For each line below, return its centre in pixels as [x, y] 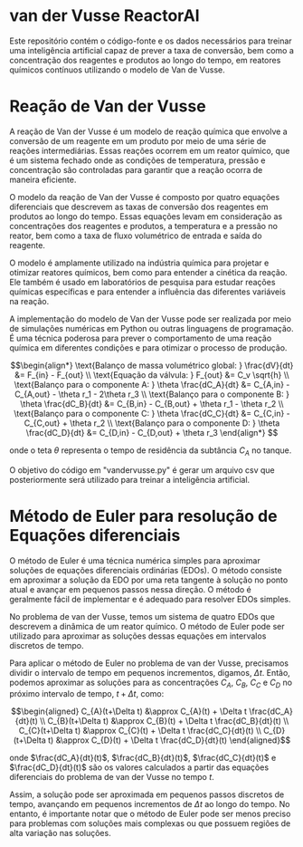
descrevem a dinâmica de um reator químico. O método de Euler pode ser [147, 626]
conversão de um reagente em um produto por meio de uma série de [138, 140]
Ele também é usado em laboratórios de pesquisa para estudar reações [142, 282]
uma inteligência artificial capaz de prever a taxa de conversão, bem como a [151, 50]
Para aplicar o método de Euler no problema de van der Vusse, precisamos [149, 663]
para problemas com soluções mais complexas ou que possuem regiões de [150, 823]
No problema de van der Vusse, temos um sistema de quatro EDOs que [142, 616]
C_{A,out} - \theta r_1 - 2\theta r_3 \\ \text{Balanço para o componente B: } [152, 394]
